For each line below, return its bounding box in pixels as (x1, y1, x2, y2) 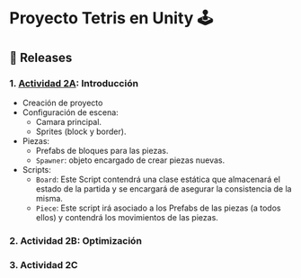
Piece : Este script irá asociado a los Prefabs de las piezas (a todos (35, 202, 281, 213)
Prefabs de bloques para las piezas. (35, 145, 169, 156)
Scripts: (22, 164, 52, 175)
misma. (35, 193, 63, 203)
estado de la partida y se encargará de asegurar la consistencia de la (35, 183, 292, 194)
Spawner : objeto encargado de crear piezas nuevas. (35, 155, 226, 166)
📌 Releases (9, 49, 73, 65)
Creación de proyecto (22, 97, 103, 108)
